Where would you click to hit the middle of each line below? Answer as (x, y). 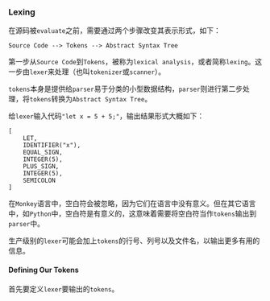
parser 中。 (26, 224)
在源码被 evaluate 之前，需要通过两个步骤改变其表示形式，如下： (115, 31)
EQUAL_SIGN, (43, 153)
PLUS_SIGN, (41, 167)
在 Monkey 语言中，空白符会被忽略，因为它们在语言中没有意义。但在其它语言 (132, 204)
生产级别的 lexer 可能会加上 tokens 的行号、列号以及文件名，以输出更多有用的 (134, 241)
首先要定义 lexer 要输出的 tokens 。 (64, 289)
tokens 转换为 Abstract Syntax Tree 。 (91, 99)
